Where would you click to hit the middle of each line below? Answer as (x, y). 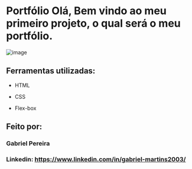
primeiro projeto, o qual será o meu (94, 23)
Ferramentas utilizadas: (51, 71)
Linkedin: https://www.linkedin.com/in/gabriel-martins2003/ (96, 159)
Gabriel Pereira (28, 144)
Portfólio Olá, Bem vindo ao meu (86, 11)
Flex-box (25, 108)
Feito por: (24, 127)
